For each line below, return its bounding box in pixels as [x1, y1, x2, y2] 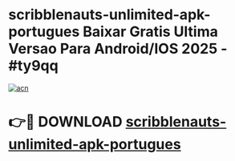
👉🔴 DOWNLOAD [8, 113, 123, 131]
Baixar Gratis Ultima [83, 22, 219, 41]
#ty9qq [8, 57, 59, 75]
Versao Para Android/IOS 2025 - [8, 40, 228, 58]
